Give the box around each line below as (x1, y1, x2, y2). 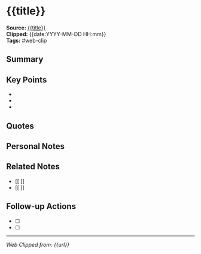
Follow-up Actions (6, 201, 77, 211)
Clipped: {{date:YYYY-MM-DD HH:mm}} (6, 30, 106, 37)
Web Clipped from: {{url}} (6, 241, 70, 248)
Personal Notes (6, 141, 65, 151)
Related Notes (6, 162, 60, 172)
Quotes (6, 121, 35, 131)
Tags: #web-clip (6, 37, 47, 44)
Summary (6, 54, 44, 64)
